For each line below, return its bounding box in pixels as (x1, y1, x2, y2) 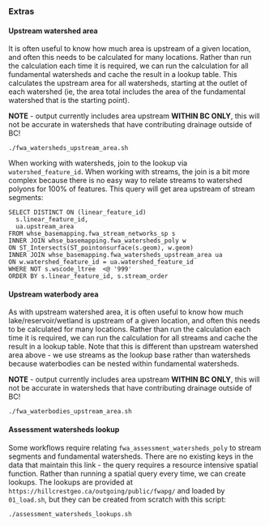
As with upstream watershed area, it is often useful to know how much (8, 307, 244, 317)
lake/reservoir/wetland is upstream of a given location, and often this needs (8, 316, 261, 326)
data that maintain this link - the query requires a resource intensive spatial (8, 460, 258, 469)
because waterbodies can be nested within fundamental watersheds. (8, 359, 240, 369)
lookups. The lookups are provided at (8, 477, 134, 487)
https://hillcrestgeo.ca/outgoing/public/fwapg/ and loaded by (8, 485, 225, 495)
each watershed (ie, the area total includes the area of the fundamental (8, 87, 246, 96)
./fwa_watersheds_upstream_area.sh (8, 144, 129, 152)
